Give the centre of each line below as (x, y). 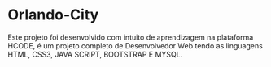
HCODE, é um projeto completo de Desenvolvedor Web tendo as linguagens (135, 45)
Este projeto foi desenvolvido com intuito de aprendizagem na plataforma (131, 37)
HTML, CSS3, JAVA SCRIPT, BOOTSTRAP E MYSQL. (95, 54)
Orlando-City (53, 15)
